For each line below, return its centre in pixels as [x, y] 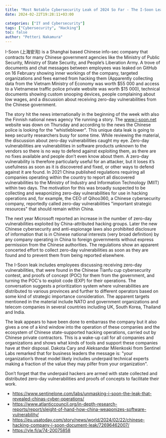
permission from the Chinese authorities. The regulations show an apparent [82, 245]
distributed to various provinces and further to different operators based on [82, 291]
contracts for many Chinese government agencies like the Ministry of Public [82, 57]
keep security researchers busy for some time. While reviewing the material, [83, 135]
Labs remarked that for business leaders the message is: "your [69, 353]
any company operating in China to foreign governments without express [80, 240]
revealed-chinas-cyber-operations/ [48, 399]
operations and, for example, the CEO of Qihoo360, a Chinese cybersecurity [83, 198]
